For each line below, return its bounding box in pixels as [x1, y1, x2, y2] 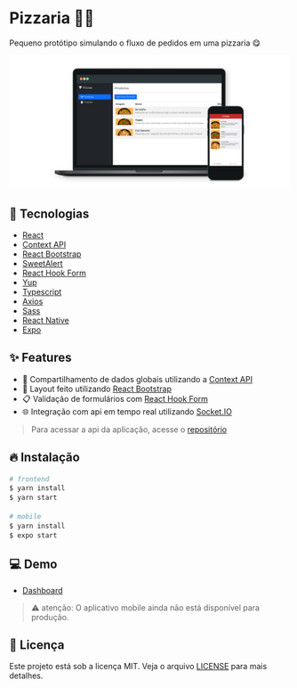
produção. [30, 611, 69, 622]
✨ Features [9, 350, 72, 365]
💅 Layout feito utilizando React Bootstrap [21, 383, 172, 394]
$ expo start [9, 530, 58, 540]
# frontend [9, 474, 50, 484]
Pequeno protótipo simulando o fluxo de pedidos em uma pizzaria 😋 [9, 37, 261, 48]
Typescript [21, 286, 62, 297]
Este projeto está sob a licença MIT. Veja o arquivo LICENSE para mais [9, 661, 268, 672]
